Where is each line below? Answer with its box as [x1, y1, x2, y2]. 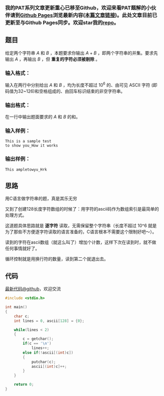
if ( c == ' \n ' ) [23, 341, 52, 346]
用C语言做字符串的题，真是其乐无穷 [5, 196, 78, 202]
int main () [5, 305, 27, 310]
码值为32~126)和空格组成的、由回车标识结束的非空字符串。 [5, 88, 125, 94]
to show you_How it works [5, 143, 58, 148]
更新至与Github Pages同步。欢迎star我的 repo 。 [5, 19, 119, 26]
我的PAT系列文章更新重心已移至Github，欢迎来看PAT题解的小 [5, 4, 151, 11]
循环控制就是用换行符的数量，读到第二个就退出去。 [5, 256, 109, 262]
